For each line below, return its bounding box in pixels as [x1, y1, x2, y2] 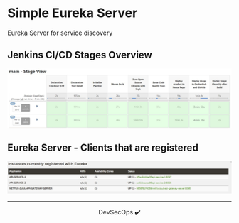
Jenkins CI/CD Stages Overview [7, 49, 153, 61]
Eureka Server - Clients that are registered [7, 142, 199, 154]
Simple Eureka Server [7, 5, 138, 21]
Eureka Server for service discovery [7, 28, 113, 37]
